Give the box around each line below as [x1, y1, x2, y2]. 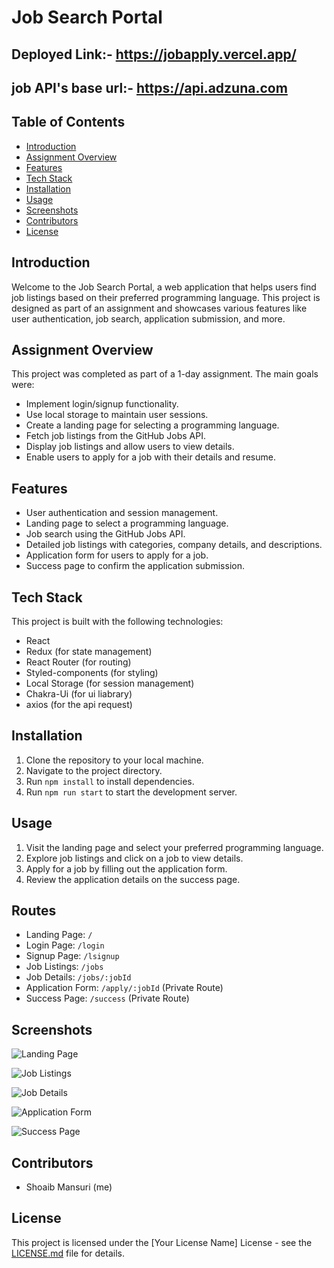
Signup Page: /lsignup [25, 950, 120, 962]
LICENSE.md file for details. [11, 1247, 125, 1259]
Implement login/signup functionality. [25, 398, 179, 410]
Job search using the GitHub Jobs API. [25, 528, 186, 540]
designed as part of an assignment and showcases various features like [11, 302, 308, 314]
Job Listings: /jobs [25, 961, 104, 973]
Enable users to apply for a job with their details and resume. [25, 451, 276, 463]
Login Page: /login [25, 939, 105, 951]
